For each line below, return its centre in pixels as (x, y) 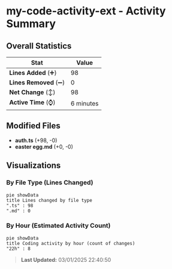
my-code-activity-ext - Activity (86, 11)
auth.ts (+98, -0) (36, 140)
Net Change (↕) (32, 92)
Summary (31, 24)
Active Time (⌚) (32, 102)
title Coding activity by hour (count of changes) (71, 243)
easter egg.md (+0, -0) (44, 146)
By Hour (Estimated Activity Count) (58, 226)
